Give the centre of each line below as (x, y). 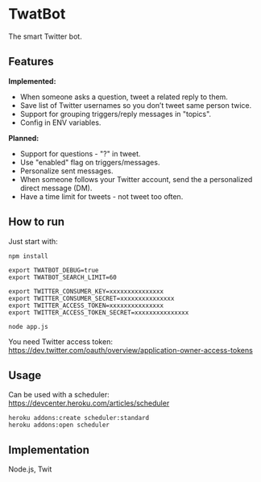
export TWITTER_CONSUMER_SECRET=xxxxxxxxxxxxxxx (91, 298)
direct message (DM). (56, 188)
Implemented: (32, 81)
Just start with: (33, 241)
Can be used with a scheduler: (59, 395)
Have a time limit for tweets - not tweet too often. (101, 196)
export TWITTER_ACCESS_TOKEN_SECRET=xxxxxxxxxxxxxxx (99, 312)
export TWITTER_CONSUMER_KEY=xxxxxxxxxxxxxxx (86, 291)
